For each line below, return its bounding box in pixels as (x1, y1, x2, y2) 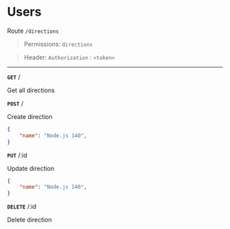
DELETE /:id (7, 202, 36, 211)
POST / (7, 99, 24, 107)
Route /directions (7, 27, 60, 35)
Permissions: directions (23, 40, 93, 48)
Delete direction (7, 216, 53, 224)
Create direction (7, 112, 53, 120)
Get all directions (7, 86, 55, 94)
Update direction (7, 164, 55, 172)
